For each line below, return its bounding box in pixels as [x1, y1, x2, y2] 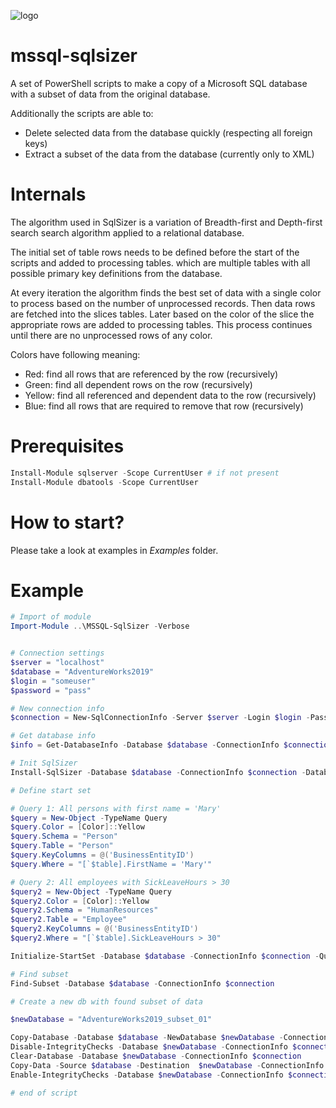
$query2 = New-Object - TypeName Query [10, 886, 172, 897]
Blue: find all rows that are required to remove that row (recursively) [24, 400, 304, 412]
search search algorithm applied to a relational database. [10, 226, 245, 239]
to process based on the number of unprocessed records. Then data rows [10, 297, 316, 309]
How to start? [10, 511, 125, 534]
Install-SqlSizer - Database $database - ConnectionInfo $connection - [10, 767, 307, 777]
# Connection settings [10, 648, 105, 659]
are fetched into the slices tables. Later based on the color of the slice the [10, 308, 315, 320]
